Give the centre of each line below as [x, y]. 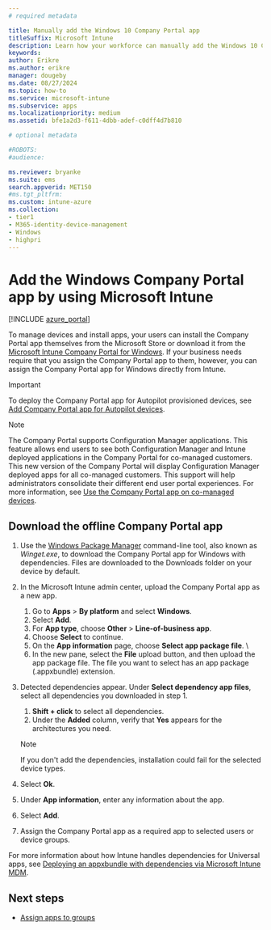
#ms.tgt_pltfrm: [35, 195]
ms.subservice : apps [43, 106]
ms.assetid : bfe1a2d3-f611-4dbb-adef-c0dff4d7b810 [95, 121]
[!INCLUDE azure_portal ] [49, 319]
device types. [43, 768]
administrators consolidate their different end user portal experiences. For [131, 484]
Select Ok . [37, 784]
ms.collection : [34, 210]
